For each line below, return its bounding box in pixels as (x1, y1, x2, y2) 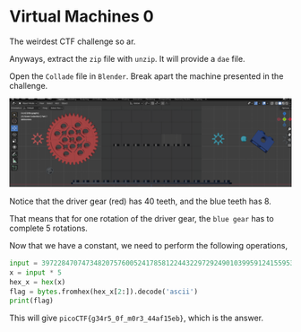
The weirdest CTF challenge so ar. (9, 36, 136, 47)
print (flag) (9, 296, 54, 306)
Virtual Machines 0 (9, 6, 154, 27)
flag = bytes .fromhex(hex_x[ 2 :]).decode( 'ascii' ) (9, 287, 199, 296)
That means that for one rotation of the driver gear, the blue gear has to (9, 213, 275, 223)
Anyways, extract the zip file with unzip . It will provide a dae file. (9, 53, 245, 64)
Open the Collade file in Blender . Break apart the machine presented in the (9, 70, 284, 82)
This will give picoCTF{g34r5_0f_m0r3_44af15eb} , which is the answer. (9, 312, 264, 324)
